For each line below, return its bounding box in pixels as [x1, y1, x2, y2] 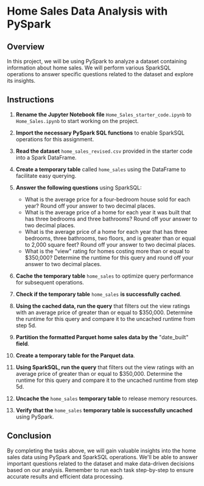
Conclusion [7, 431, 52, 441]
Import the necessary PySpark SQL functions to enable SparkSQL [15, 129, 185, 136]
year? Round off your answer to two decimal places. [24, 202, 156, 210]
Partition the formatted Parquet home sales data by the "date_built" [15, 333, 189, 340]
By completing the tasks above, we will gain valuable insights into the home [7, 446, 197, 454]
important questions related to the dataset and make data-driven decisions [7, 460, 195, 467]
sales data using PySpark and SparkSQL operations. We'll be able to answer [7, 453, 198, 460]
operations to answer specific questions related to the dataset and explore [7, 71, 194, 77]
